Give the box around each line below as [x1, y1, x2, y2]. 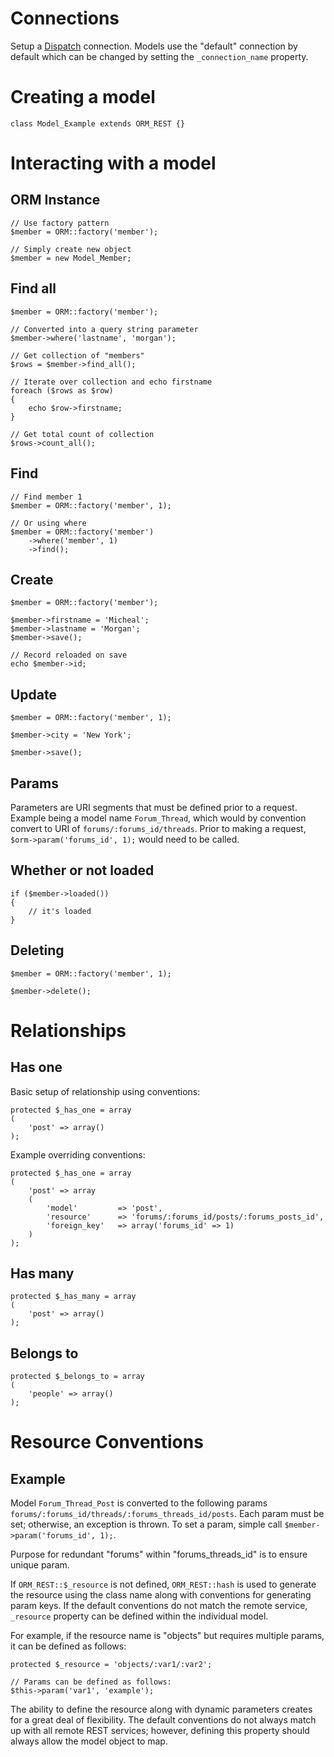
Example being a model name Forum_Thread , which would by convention [10, 812, 307, 824]
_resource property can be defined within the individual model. [10, 1610, 269, 1622]
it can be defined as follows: [10, 1640, 127, 1652]
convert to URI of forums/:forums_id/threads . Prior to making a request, [10, 822, 307, 834]
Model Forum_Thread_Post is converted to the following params [10, 1497, 268, 1509]
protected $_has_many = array [10, 1292, 137, 1302]
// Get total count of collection [10, 429, 155, 439]
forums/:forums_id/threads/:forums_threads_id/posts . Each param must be [10, 1508, 325, 1520]
